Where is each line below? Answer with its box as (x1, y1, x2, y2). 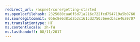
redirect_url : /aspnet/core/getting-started (5, 7, 96, 12)
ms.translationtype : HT (5, 20, 53, 26)
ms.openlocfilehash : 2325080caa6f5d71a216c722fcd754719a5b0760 (5, 12, 136, 16)
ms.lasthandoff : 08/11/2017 (5, 29, 62, 34)
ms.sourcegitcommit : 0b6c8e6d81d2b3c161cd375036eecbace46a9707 (5, 16, 136, 21)
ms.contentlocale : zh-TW (5, 25, 55, 30)
